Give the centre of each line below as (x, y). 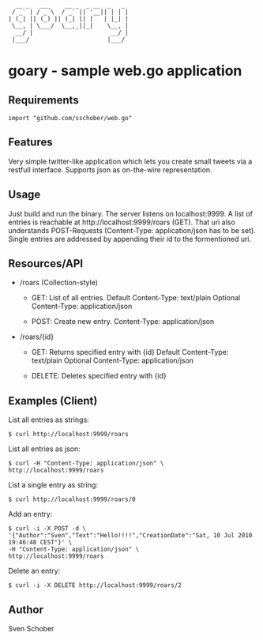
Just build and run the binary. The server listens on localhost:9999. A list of (130, 213)
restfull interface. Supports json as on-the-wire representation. (110, 169)
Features (30, 143)
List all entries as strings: (49, 420)
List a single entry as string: (53, 485)
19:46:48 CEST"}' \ (40, 543)
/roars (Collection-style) (59, 283)
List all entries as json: (44, 449)
